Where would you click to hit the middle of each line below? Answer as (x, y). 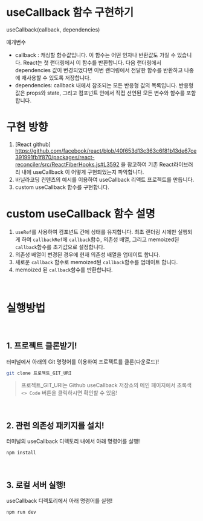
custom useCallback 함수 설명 (81, 214)
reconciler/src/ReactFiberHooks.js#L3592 (67, 164)
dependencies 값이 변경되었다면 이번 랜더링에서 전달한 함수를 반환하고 (99, 70)
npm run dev (21, 512)
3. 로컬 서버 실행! (36, 485)
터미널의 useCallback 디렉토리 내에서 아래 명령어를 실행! (73, 441)
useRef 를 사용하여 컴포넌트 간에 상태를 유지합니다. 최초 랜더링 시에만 (96, 231)
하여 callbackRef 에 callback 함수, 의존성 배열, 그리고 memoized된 (100, 239)
